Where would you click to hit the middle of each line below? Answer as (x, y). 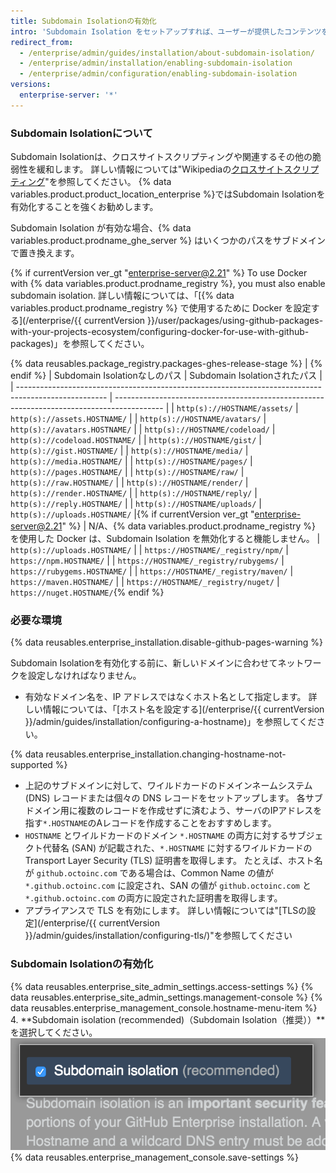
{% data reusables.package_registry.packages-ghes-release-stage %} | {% (166, 364)
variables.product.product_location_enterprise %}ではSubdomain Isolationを (168, 194)
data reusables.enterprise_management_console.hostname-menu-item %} (164, 1007)
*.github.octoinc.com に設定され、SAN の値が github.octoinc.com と (168, 886)
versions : (31, 85)
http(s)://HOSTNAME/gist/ (202, 441)
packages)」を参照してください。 (80, 344)
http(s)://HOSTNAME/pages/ (191, 462)
